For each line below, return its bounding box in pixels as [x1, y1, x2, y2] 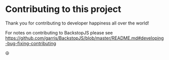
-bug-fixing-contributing [5, 40, 57, 46]
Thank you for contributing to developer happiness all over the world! [5, 20, 149, 26]
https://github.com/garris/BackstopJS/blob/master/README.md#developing [5, 35, 164, 41]
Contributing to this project [5, 3, 122, 15]
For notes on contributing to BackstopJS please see [5, 29, 113, 35]
